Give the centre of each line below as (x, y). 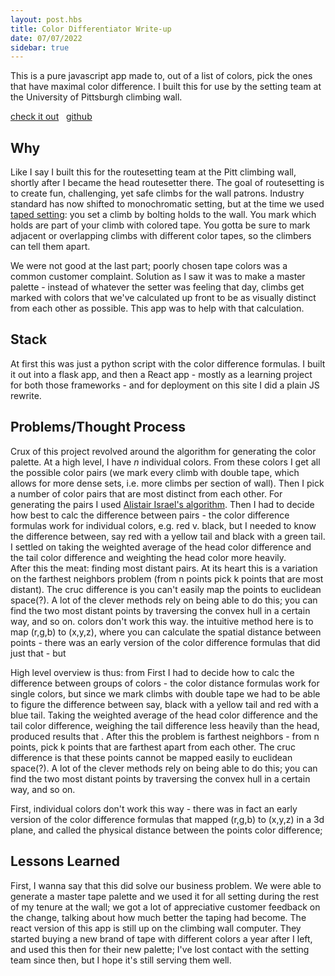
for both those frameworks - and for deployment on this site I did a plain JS (165, 385)
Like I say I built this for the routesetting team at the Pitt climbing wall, (153, 172)
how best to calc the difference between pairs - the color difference (150, 515)
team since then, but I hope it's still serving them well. (121, 960)
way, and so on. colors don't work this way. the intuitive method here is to (162, 621)
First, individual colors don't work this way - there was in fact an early (154, 808)
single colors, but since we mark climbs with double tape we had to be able (165, 693)
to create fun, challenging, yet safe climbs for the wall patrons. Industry (157, 193)
